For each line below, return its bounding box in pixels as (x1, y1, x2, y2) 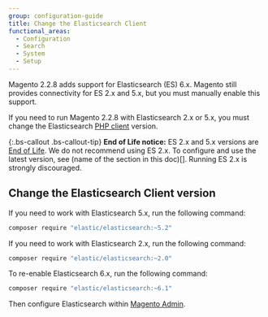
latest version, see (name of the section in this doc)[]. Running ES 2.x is (8, 154, 248, 163)
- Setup (15, 58, 42, 66)
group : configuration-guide (8, 11, 104, 20)
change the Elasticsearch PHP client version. (8, 121, 158, 131)
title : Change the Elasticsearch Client (8, 20, 148, 28)
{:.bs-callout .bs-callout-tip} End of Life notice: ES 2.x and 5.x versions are (8, 137, 259, 146)
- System (15, 50, 45, 58)
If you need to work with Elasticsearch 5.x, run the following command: (8, 208, 246, 218)
